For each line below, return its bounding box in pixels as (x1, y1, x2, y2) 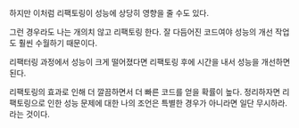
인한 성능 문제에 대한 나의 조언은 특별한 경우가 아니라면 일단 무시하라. (47, 98, 288, 108)
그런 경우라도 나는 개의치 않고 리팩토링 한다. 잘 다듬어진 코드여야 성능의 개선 (9, 27, 274, 37)
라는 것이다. (9, 109, 51, 119)
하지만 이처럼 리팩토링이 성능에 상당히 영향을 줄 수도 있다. (9, 8, 210, 18)
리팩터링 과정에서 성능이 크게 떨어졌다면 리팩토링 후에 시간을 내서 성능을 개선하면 (9, 57, 291, 67)
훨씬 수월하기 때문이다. (18, 38, 98, 48)
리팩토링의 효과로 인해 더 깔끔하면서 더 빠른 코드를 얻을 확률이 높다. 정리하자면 (9, 87, 281, 97)
